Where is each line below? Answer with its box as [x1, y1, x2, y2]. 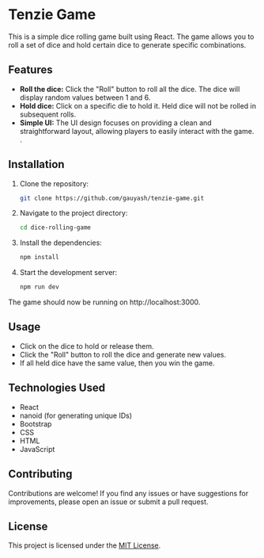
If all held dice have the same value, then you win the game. [19, 358, 215, 368]
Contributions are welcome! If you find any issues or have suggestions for [8, 488, 249, 498]
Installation [8, 158, 65, 171]
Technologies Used [8, 381, 105, 395]
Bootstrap [19, 418, 52, 429]
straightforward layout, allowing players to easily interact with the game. [19, 126, 255, 136]
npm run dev [19, 283, 59, 291]
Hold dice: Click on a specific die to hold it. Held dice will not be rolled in [19, 101, 257, 110]
